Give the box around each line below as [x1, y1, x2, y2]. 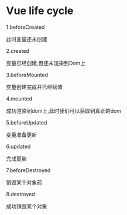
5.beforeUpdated [6, 119, 47, 126]
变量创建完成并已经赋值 [6, 83, 63, 90]
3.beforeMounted [6, 71, 49, 78]
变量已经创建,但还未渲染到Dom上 [6, 59, 86, 66]
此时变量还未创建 [6, 35, 47, 42]
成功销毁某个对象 [6, 203, 47, 210]
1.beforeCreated [6, 23, 45, 31]
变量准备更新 [6, 131, 37, 138]
